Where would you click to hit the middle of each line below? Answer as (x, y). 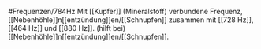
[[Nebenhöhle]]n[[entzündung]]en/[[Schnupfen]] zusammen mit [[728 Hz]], (131, 20)
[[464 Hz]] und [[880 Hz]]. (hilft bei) (67, 28)
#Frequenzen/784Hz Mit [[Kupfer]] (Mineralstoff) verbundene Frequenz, (125, 11)
